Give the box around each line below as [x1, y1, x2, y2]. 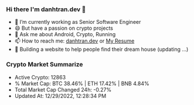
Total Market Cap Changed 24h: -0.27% [14, 86, 112, 93]
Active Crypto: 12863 [14, 73, 66, 80]
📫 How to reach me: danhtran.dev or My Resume [14, 37, 135, 44]
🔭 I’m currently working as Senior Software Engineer [14, 19, 141, 26]
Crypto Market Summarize [6, 61, 83, 69]
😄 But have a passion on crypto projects [14, 24, 113, 32]
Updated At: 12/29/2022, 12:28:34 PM [14, 92, 107, 99]
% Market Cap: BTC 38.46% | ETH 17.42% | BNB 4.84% [14, 80, 149, 87]
